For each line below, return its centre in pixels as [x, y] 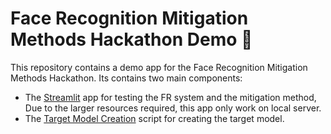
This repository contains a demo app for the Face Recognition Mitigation [159, 67]
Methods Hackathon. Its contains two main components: [126, 78]
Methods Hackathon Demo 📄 [131, 39]
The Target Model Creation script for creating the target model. [154, 118]
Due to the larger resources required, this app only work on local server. [173, 108]
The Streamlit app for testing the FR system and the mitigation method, [170, 97]
